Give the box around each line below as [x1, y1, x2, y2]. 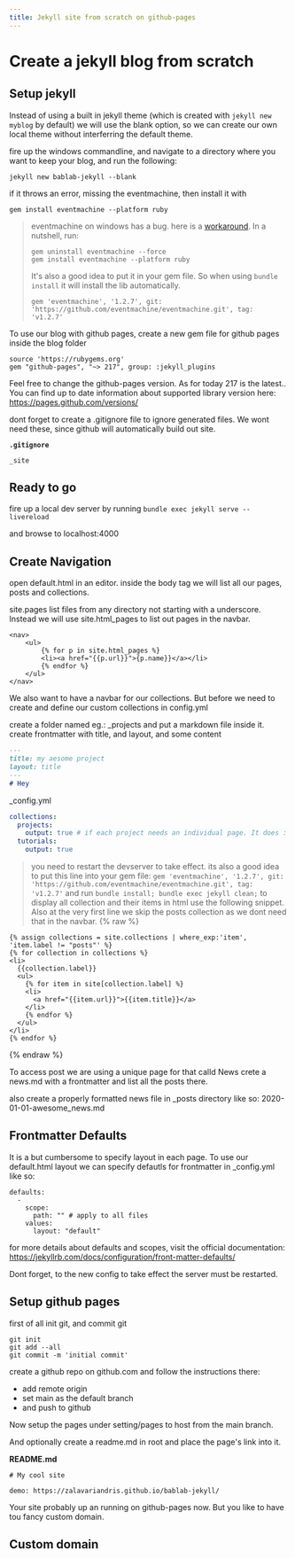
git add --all [9, 1343, 62, 1352]
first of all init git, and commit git [9, 1318, 127, 1328]
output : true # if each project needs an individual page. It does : [25, 829, 288, 837]
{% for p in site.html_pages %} [41, 646, 161, 656]
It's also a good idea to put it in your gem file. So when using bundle [30, 270, 278, 281]
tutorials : [17, 837, 58, 846]
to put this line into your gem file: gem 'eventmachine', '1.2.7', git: [30, 870, 284, 881]
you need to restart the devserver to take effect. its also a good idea [30, 861, 280, 871]
